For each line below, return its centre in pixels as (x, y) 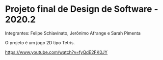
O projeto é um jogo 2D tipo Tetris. (40, 42)
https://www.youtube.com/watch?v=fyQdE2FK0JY (56, 52)
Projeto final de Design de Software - (82, 9)
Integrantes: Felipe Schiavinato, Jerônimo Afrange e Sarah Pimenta (73, 33)
